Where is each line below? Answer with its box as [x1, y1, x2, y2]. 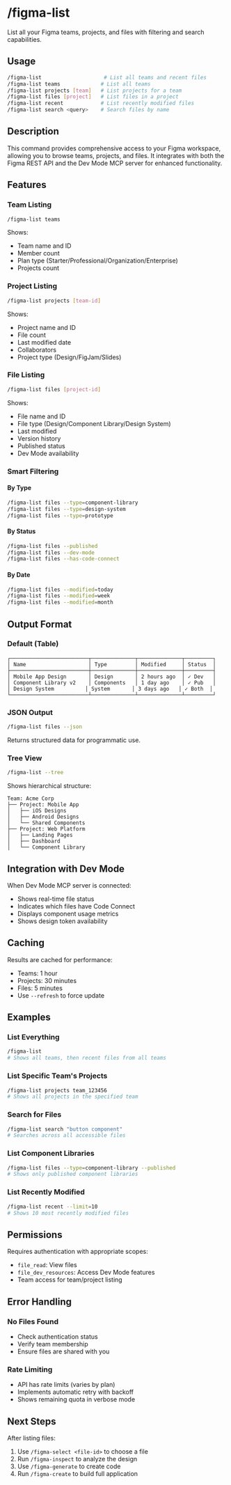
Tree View [7, 753, 42, 763]
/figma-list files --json [7, 723, 82, 730]
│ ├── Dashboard [7, 838, 61, 845]
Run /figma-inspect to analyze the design [17, 1455, 138, 1463]
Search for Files [7, 1110, 62, 1119]
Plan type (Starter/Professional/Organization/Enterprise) [17, 256, 179, 265]
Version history [17, 434, 61, 443]
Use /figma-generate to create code [17, 1462, 121, 1470]
